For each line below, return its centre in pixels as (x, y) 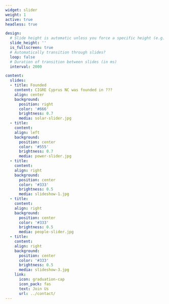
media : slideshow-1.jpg (44, 194)
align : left (27, 132)
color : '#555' (34, 147)
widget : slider (21, 10)
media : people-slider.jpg (46, 232)
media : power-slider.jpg (45, 156)
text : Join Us (34, 289)
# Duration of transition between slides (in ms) (63, 62)
